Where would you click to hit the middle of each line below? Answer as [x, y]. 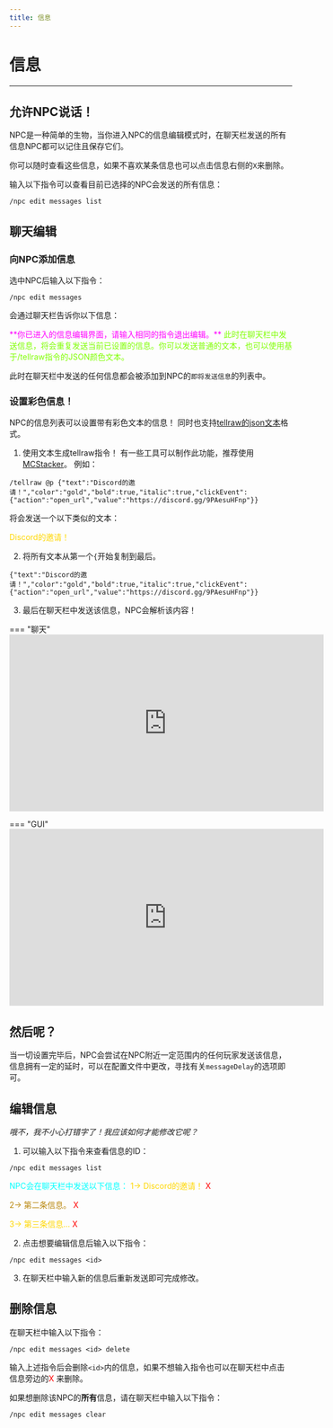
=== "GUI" [29, 824]
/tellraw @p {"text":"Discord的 [69, 483]
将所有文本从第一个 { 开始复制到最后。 [91, 556]
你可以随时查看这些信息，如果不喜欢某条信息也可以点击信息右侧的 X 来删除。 [149, 165]
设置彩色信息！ [42, 401]
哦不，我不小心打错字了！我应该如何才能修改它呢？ [104, 1131]
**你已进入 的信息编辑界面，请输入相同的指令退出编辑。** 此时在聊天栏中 [144, 334]
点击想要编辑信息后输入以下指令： [85, 1243]
